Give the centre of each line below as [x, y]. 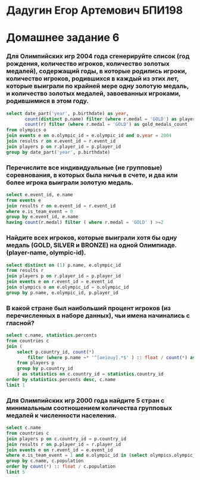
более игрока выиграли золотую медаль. [70, 182]
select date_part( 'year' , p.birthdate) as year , [68, 113]
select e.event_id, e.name [40, 194]
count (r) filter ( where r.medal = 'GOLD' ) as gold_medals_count [106, 125]
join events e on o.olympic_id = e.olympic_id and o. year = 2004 [89, 136]
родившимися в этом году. [48, 101]
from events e [24, 200]
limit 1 [16, 385]
